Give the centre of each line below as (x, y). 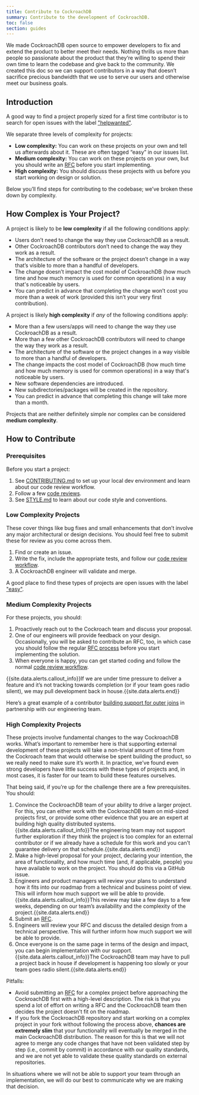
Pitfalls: (15, 981)
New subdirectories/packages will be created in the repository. (92, 390)
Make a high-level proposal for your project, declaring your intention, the (104, 855)
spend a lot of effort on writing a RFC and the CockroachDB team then (101, 1006)
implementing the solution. (47, 654)
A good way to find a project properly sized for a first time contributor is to (97, 116)
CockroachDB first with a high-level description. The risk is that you (98, 999)
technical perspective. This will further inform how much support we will (103, 932)
